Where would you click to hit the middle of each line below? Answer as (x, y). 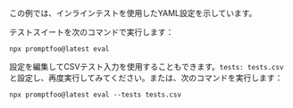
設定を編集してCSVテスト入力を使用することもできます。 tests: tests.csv (146, 66)
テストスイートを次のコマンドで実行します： (92, 32)
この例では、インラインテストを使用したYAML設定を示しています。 (133, 13)
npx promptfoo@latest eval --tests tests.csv (95, 95)
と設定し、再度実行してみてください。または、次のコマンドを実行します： (146, 78)
